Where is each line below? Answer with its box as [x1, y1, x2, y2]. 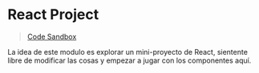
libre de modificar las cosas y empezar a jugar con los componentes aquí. [7, 56, 252, 65]
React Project [7, 6, 99, 24]
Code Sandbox [26, 32, 77, 41]
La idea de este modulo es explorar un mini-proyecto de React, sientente [7, 47, 248, 56]
